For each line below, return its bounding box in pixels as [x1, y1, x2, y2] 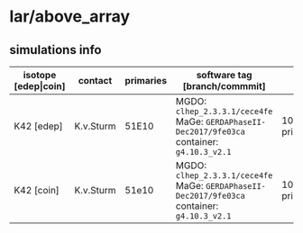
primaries [124, 75, 168, 86]
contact [78, 75, 113, 86]
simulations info [9, 42, 102, 58]
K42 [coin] [14, 184, 60, 196]
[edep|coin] [14, 80, 66, 92]
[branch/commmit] [182, 80, 266, 92]
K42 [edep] [14, 120, 63, 132]
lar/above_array [9, 6, 131, 27]
